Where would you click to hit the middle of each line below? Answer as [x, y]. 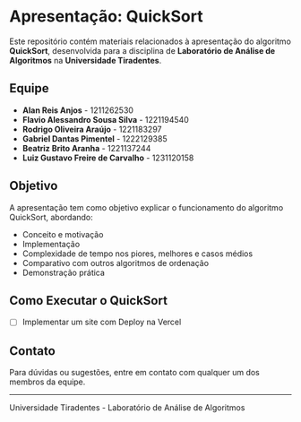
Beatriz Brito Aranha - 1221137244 [86, 148]
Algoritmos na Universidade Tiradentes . [86, 60]
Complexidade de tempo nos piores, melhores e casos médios [138, 254]
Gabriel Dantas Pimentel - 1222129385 [95, 138]
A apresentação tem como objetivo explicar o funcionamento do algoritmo [146, 207]
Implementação [51, 244]
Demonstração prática [64, 272]
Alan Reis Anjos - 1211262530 [78, 110]
